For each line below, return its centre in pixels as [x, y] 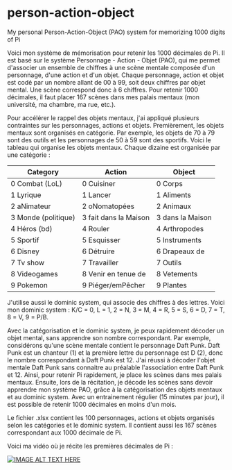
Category [43, 171]
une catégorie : [29, 155]
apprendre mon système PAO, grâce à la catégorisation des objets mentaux [115, 389]
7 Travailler [100, 262]
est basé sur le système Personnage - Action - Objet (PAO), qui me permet [114, 60]
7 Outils [169, 262]
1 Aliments [174, 194]
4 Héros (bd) [32, 228]
